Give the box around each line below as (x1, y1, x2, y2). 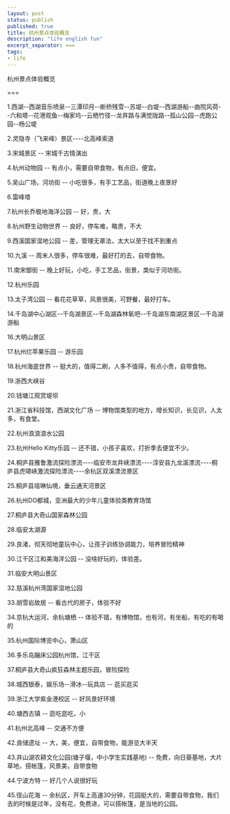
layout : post (7, 10, 45, 17)
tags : (7, 49, 23, 56)
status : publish (7, 16, 54, 23)
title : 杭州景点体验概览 (7, 29, 70, 36)
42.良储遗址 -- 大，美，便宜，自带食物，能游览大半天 (7, 738, 158, 747)
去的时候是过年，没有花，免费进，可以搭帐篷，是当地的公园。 (7, 799, 182, 808)
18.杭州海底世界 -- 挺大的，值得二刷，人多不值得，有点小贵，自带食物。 (7, 362, 211, 370)
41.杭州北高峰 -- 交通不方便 (7, 723, 84, 732)
